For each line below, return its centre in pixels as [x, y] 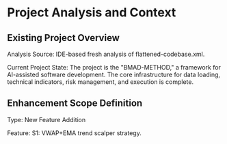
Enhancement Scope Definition [75, 103]
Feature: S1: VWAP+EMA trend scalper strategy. [74, 133]
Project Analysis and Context [92, 13]
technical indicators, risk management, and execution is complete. [100, 82]
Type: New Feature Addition [46, 119]
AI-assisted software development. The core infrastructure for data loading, [114, 74]
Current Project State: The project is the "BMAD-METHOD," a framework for [114, 67]
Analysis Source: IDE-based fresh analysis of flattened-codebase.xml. [106, 54]
